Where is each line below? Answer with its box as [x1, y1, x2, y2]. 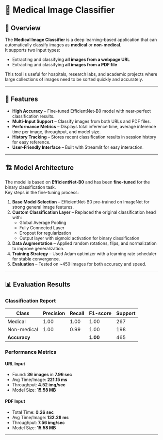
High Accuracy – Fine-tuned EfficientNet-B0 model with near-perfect [12, 108, 151, 114]
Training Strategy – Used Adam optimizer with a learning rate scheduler [12, 251, 157, 257]
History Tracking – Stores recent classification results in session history [12, 134, 157, 140]
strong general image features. [12, 204, 74, 210]
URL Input [5, 360, 25, 366]
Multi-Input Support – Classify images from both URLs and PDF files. [12, 118, 151, 124]
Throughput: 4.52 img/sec [12, 382, 65, 388]
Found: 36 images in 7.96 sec [12, 372, 72, 378]
